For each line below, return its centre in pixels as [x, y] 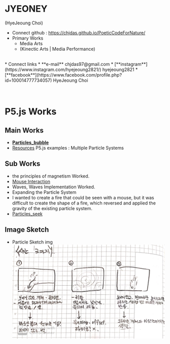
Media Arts [31, 43]
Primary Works [28, 38]
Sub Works [23, 164]
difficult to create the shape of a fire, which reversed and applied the [84, 203]
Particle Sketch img [32, 242]
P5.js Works [31, 112]
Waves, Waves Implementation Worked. [54, 187]
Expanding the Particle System [44, 192]
